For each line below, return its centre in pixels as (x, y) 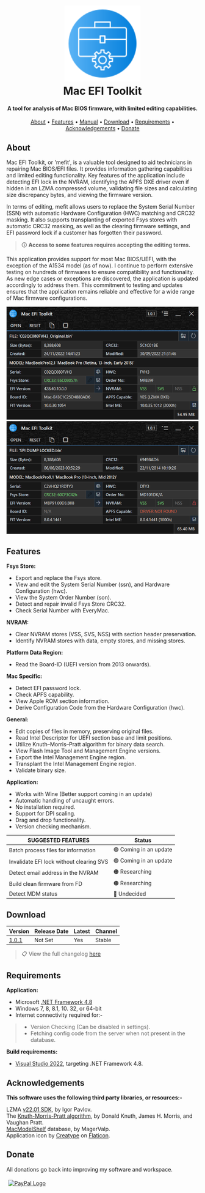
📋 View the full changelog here (61, 954)
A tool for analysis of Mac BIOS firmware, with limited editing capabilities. (103, 108)
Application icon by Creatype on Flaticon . (58, 1135)
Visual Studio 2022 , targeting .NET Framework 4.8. (79, 1064)
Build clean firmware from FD (45, 884)
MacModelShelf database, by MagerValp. (59, 1129)
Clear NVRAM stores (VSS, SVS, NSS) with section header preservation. (106, 634)
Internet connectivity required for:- (59, 1015)
